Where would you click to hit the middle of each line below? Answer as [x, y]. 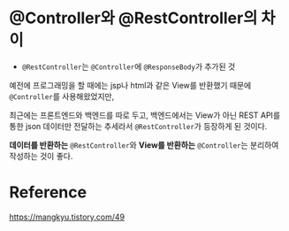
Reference [48, 192]
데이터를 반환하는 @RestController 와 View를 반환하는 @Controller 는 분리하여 [144, 145]
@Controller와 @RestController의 [133, 18]
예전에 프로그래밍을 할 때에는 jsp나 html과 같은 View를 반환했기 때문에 [130, 85]
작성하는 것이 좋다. [41, 156]
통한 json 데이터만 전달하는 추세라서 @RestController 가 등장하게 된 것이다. [138, 126]
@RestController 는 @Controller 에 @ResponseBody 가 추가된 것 [129, 66]
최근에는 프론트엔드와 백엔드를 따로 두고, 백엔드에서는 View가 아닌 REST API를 [145, 115]
